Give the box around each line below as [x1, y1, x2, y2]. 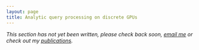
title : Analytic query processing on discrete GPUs [6, 14, 137, 20]
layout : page [6, 8, 39, 15]
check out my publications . [6, 37, 73, 44]
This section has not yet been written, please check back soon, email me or [6, 30, 193, 37]
